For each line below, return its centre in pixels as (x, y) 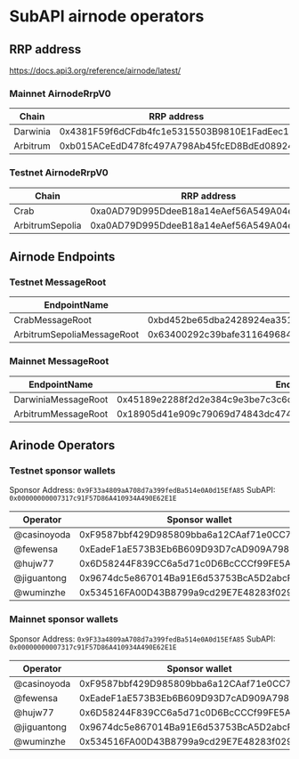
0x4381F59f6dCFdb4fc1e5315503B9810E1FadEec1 (174, 132)
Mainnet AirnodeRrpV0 (60, 93)
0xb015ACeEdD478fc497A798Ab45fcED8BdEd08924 (176, 146)
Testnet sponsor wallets (62, 471)
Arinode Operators (62, 445)
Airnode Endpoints (62, 257)
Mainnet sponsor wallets (64, 619)
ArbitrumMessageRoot (61, 414)
